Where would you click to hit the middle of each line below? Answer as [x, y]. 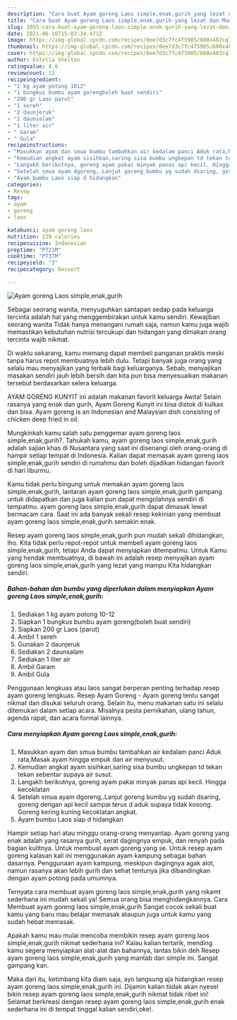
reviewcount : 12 [31, 73]
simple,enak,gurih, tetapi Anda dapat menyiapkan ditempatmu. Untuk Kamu [117, 550]
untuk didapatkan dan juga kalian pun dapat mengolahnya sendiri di [106, 499]
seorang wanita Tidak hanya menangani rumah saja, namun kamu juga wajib [118, 324]
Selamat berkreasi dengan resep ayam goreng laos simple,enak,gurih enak [116, 1001]
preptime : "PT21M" [34, 250]
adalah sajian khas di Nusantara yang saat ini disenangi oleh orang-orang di [117, 448]
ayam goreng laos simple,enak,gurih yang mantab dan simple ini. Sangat [113, 958]
